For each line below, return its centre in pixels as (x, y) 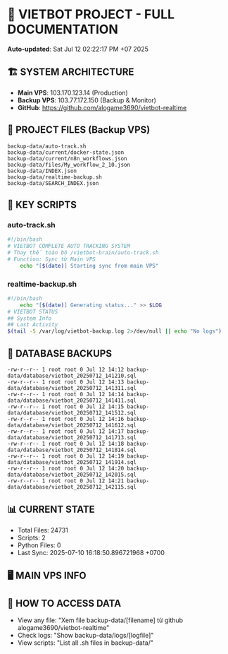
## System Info (30, 318)
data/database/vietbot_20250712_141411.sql (72, 400)
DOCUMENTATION (63, 29)
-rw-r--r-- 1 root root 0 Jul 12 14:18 (66, 444)
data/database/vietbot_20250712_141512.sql (72, 412)
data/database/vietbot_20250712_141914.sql (72, 462)
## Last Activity (33, 325)
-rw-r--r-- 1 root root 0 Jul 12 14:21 (66, 481)
